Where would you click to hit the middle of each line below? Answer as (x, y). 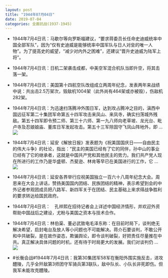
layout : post (19, 10)
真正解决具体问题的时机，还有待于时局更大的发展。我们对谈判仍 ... (90, 242)
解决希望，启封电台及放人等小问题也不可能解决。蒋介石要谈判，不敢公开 (87, 230)
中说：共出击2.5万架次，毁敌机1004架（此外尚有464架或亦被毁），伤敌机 (88, 91)
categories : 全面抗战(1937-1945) (39, 24)
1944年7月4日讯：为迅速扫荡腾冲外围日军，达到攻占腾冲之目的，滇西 (84, 108)
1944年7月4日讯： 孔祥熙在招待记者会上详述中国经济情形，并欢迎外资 (86, 206)
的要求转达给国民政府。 (37, 196)
